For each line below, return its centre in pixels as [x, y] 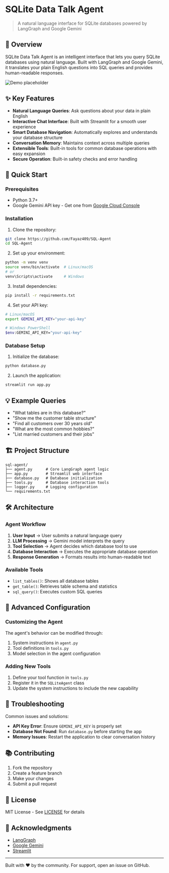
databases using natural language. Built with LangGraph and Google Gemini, [84, 62]
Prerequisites [22, 189]
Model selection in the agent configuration [56, 653]
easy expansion [29, 153]
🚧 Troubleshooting [35, 704]
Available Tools [24, 570]
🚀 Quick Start [26, 174]
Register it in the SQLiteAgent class [48, 683]
